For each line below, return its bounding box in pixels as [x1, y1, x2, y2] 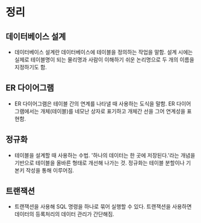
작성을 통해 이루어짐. [25, 166, 75, 174]
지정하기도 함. [14, 64, 48, 71]
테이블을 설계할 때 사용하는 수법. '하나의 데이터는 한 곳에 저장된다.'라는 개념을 [14, 151, 196, 159]
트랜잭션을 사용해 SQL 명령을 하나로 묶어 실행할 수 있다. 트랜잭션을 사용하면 [14, 203, 192, 210]
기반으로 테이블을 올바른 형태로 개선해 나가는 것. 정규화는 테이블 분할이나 [14, 159, 185, 166]
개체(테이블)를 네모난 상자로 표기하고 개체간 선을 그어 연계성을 [40, 107, 186, 115]
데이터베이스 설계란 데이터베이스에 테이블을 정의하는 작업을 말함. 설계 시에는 [14, 49, 193, 55]
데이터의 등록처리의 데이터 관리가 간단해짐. [14, 210, 115, 218]
